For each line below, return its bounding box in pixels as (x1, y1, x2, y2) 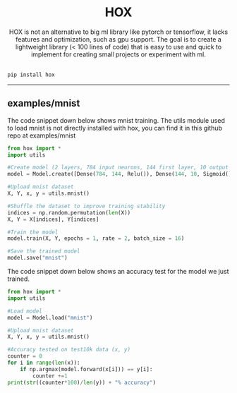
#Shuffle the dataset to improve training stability (7, 202, 166, 210)
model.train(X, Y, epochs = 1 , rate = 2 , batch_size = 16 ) (7, 235, 185, 242)
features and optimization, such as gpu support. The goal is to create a (15, 35, 222, 43)
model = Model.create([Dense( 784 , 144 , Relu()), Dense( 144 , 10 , (7, 171, 200, 178)
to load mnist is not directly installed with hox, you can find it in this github (7, 123, 222, 132)
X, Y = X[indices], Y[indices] (7, 216, 99, 223)
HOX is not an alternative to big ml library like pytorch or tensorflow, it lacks (9, 28, 228, 36)
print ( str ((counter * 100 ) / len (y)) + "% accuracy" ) (7, 379, 157, 386)
